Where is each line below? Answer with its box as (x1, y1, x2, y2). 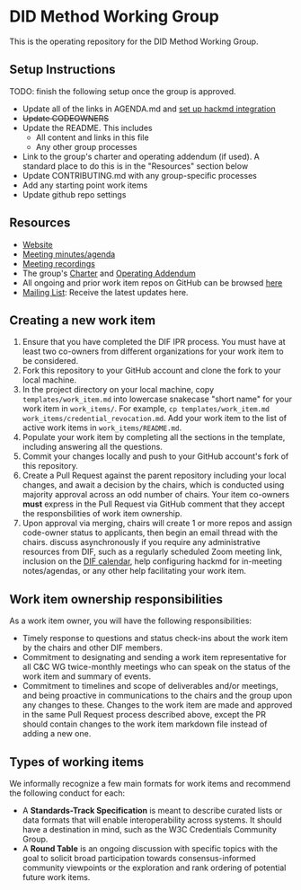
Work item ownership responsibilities (9, 591, 223, 607)
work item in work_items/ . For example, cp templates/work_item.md (22, 403, 270, 414)
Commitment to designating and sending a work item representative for (22, 652, 288, 663)
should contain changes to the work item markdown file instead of (22, 718, 268, 729)
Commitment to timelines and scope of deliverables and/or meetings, (22, 681, 279, 692)
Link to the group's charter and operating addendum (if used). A (22, 151, 261, 162)
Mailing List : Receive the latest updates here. (22, 286, 189, 297)
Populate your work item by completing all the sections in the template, (22, 432, 286, 443)
